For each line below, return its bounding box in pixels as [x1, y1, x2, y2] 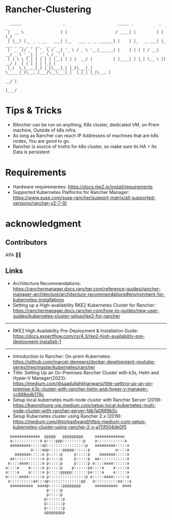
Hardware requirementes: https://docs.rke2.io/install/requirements [12, 183, 153, 190]
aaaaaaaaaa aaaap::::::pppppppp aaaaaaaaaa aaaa [10, 483, 132, 488]
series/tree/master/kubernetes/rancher [12, 364, 96, 370]
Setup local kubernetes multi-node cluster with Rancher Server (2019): [12, 397, 162, 403]
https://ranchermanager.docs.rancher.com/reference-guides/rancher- [12, 286, 161, 292]
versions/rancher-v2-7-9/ [12, 200, 68, 206]
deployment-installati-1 [12, 338, 61, 344]
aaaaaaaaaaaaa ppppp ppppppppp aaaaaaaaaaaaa [10, 434, 125, 439]
